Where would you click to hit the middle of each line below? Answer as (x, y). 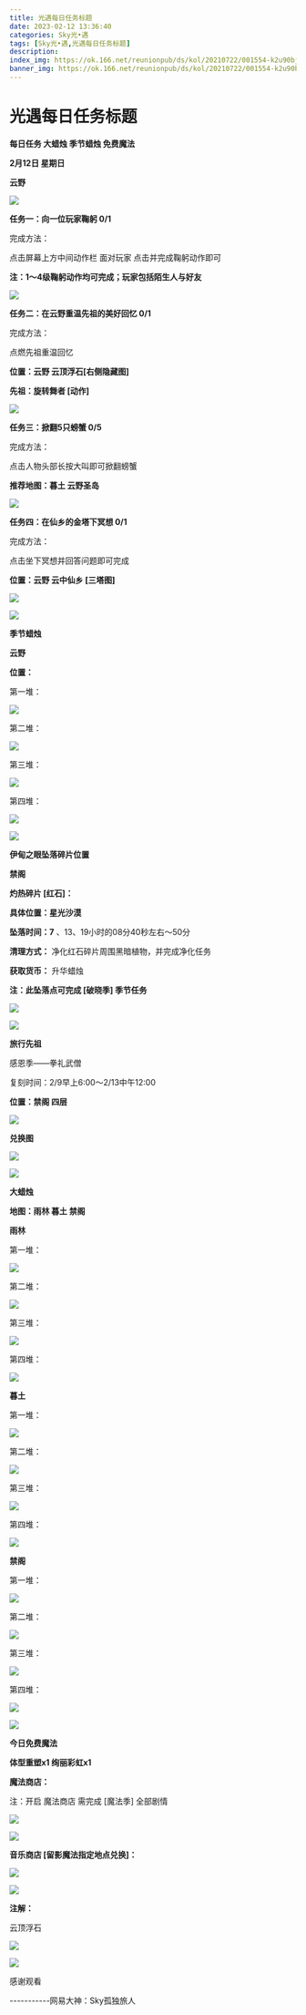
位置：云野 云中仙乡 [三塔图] (62, 580)
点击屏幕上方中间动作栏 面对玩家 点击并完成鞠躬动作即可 (115, 257)
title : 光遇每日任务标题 (51, 18)
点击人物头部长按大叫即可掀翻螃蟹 (73, 466)
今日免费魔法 (33, 1743)
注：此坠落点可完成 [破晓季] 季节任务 (78, 990)
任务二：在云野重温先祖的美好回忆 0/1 (81, 313)
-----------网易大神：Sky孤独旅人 (73, 2000)
